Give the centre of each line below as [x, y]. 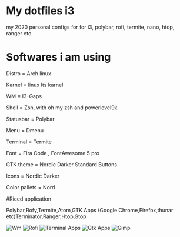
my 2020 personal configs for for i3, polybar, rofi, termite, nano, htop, [90, 27]
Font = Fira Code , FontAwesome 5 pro [53, 153]
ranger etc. [19, 33]
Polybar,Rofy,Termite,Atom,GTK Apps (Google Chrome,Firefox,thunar [90, 210]
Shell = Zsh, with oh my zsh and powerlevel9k [62, 108]
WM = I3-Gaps [24, 96]
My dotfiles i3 [40, 11]
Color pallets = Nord [31, 187]
